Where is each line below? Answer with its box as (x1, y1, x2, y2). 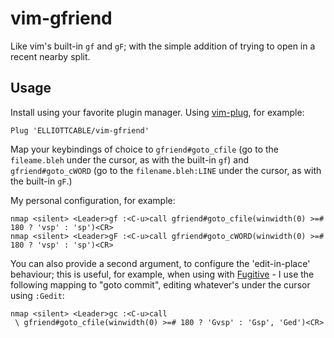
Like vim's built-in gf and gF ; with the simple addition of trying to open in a (10, 40, 316, 52)
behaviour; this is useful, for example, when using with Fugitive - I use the (10, 268, 315, 280)
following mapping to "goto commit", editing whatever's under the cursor (10, 278, 311, 291)
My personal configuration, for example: (10, 194, 176, 206)
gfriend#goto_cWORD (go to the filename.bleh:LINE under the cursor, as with (10, 164, 322, 176)
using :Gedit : (10, 289, 65, 301)
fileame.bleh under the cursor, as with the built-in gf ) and (10, 153, 250, 166)
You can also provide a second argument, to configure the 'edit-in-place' (10, 257, 311, 269)
